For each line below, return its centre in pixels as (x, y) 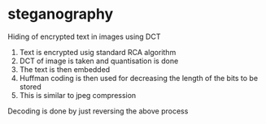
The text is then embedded (65, 69)
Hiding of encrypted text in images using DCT (84, 36)
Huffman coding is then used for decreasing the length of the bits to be (138, 78)
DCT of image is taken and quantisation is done (99, 61)
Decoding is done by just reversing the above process (98, 111)
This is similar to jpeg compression (78, 95)
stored (30, 87)
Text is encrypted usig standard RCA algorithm (98, 52)
